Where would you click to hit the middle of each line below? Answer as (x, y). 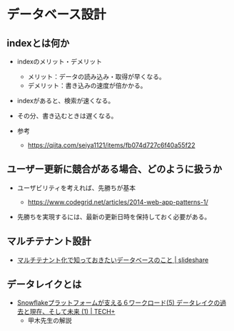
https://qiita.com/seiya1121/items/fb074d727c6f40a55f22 (111, 145)
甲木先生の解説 (50, 320)
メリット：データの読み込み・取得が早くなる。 (96, 77)
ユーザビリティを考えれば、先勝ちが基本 (76, 188)
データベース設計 (56, 15)
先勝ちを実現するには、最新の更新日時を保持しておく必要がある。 (114, 216)
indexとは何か (38, 43)
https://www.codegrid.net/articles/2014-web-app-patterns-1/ (118, 202)
